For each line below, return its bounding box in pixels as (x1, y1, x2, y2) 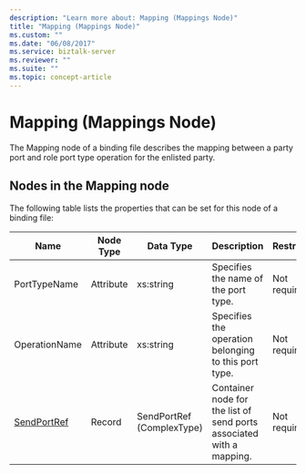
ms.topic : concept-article (9, 73, 112, 82)
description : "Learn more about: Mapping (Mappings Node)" (9, 13, 239, 23)
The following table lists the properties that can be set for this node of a (9, 202, 279, 213)
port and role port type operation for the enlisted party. (9, 151, 216, 162)
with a (211, 438, 239, 451)
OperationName (14, 338, 82, 351)
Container (211, 381, 255, 394)
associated (211, 427, 260, 439)
